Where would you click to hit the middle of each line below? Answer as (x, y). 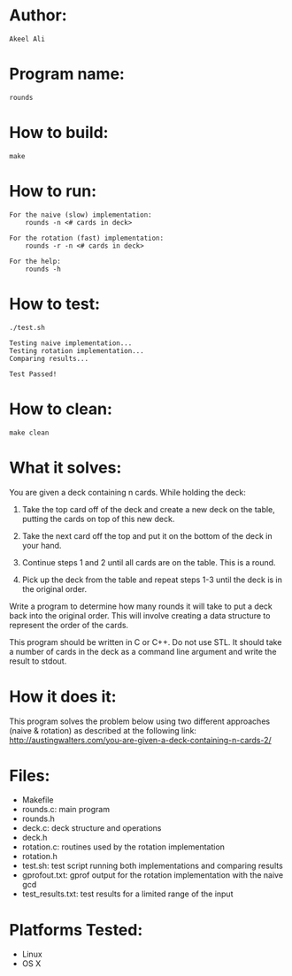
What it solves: (65, 468)
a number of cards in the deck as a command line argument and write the (143, 651)
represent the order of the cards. (69, 625)
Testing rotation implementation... (77, 350)
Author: (38, 15)
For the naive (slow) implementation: (81, 215)
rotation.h (39, 857)
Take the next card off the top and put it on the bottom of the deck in (147, 535)
